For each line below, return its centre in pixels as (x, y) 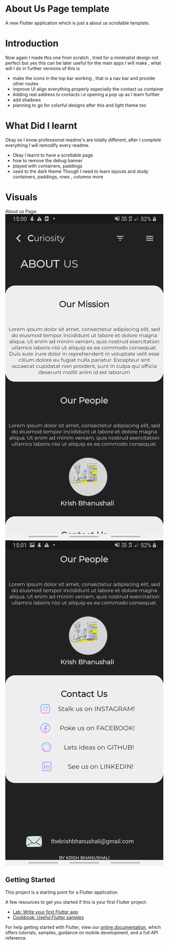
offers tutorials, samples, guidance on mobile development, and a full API (82, 932)
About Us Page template (58, 9)
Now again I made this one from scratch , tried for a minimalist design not (82, 57)
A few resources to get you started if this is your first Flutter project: (76, 902)
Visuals (22, 197)
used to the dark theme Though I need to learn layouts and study (80, 171)
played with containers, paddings (47, 166)
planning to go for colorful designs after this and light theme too (79, 105)
